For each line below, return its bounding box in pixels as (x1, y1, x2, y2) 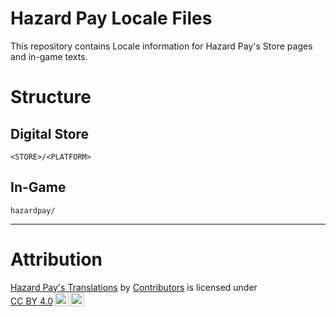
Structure (10, 86, 92, 109)
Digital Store (10, 125, 90, 142)
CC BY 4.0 (10, 295, 54, 307)
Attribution (10, 248, 103, 271)
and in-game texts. (10, 50, 88, 62)
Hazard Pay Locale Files (10, 7, 213, 30)
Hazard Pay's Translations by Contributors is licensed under (10, 281, 258, 293)
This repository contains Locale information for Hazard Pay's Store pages (10, 40, 313, 52)
